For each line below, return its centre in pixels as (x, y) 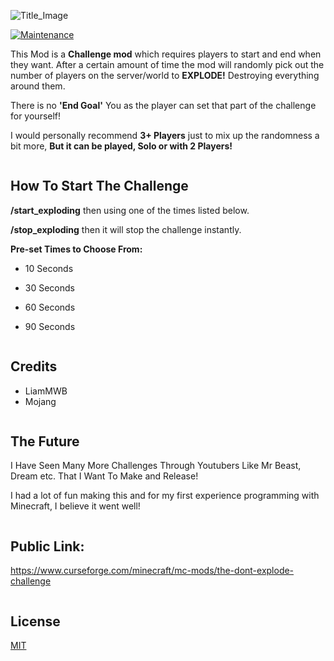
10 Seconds (49, 268)
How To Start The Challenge (99, 186)
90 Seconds (50, 326)
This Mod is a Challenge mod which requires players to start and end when (166, 54)
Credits (34, 366)
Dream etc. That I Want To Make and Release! (104, 476)
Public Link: (47, 546)
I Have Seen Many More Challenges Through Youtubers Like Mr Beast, (156, 466)
